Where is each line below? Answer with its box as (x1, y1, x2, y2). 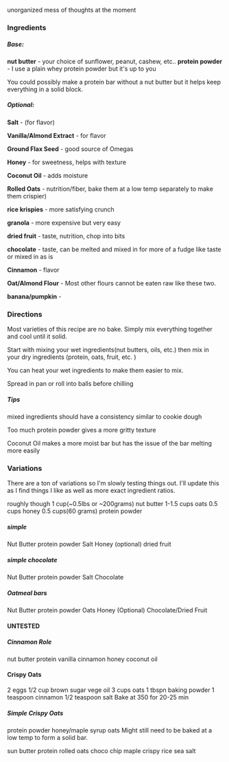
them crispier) (7, 192, 47, 200)
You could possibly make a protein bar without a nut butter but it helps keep (7, 78, 221, 86)
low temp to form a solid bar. (7, 734, 88, 742)
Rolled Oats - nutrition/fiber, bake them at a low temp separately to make (7, 185, 214, 193)
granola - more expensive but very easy (7, 218, 121, 227)
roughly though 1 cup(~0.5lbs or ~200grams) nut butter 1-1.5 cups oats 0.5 (7, 500, 218, 508)
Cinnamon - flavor (7, 266, 60, 274)
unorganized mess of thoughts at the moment (7, 6, 136, 14)
